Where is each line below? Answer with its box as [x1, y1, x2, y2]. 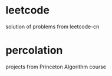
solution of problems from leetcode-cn [5, 23, 100, 30]
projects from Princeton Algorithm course [5, 63, 107, 70]
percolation [5, 44, 63, 57]
